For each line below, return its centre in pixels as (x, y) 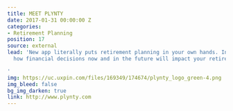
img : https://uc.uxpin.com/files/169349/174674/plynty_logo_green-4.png (114, 78)
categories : (24, 26)
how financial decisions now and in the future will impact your (110, 59)
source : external (32, 46)
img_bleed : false (32, 84)
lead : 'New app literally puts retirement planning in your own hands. (113, 53)
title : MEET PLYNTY (35, 14)
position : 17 (26, 40)
